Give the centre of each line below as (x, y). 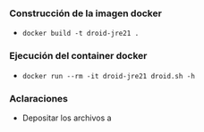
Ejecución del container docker (78, 56)
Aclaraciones (39, 98)
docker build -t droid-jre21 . (81, 34)
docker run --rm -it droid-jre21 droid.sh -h (108, 76)
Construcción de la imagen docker (86, 13)
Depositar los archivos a (67, 118)
